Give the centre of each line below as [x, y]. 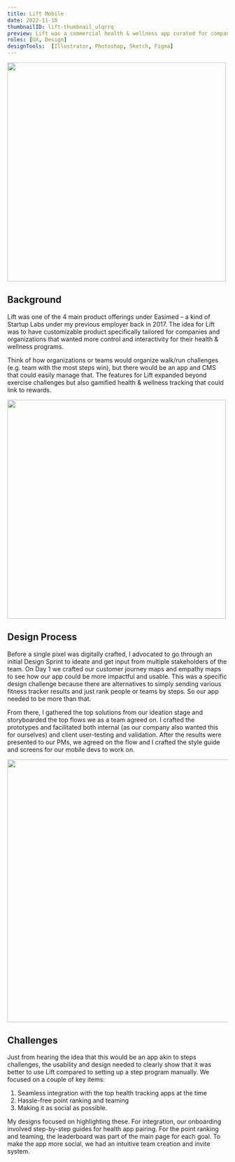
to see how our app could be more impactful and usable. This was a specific [117, 676]
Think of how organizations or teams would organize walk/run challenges [113, 360]
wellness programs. [36, 346]
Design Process [42, 637]
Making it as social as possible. [62, 1108]
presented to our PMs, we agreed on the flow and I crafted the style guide [114, 742]
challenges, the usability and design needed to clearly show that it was [109, 1065]
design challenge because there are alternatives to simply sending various [114, 683]
